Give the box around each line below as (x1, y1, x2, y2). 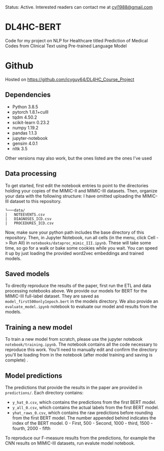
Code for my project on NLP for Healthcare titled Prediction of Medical (5, 37, 148, 43)
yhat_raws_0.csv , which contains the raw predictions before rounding (12, 410, 153, 416)
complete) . (5, 357, 29, 363)
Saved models (5, 269, 50, 278)
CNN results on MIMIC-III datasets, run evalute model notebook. (5, 440, 135, 446)
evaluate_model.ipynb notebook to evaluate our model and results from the (5, 304, 158, 310)
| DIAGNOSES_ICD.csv (5, 216, 52, 221)
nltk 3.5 (12, 145, 28, 152)
